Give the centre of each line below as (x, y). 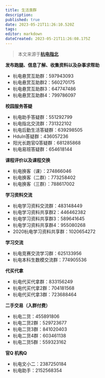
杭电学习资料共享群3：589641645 (49, 219)
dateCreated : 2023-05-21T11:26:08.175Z (48, 39)
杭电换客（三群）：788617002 (44, 184)
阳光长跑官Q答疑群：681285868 (47, 142)
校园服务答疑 (19, 106)
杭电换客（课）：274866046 (42, 171)
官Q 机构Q (16, 353)
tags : (11, 29)
